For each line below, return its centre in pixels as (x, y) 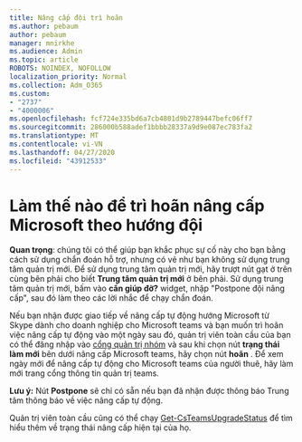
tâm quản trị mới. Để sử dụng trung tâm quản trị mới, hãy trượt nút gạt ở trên (151, 269)
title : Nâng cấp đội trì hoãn (66, 18)
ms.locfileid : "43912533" (58, 161)
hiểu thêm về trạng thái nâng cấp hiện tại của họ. (100, 428)
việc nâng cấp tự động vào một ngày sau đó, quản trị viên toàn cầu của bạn (150, 335)
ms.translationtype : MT (54, 136)
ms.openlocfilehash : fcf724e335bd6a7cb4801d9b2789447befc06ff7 (131, 119)
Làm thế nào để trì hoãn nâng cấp (137, 206)
